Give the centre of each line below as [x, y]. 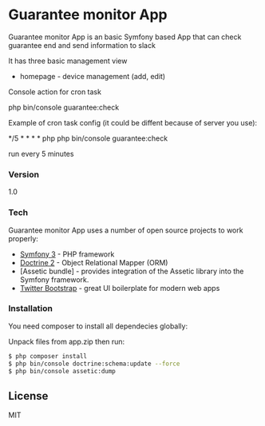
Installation [31, 309]
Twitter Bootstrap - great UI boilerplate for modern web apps [120, 288]
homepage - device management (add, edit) [93, 76]
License [28, 396]
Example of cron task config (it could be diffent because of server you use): [133, 122]
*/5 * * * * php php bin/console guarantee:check [88, 138]
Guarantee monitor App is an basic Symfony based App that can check [125, 37]
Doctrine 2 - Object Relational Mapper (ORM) [94, 262]
